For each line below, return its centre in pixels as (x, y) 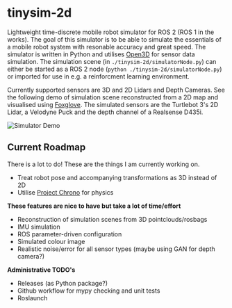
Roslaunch (32, 298)
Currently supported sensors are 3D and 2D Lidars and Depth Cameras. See (116, 90)
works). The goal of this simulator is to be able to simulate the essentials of (115, 39)
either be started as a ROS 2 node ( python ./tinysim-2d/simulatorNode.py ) (115, 69)
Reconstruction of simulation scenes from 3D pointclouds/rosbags (112, 219)
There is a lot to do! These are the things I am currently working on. (103, 164)
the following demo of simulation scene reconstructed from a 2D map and (113, 97)
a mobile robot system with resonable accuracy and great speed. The (107, 47)
